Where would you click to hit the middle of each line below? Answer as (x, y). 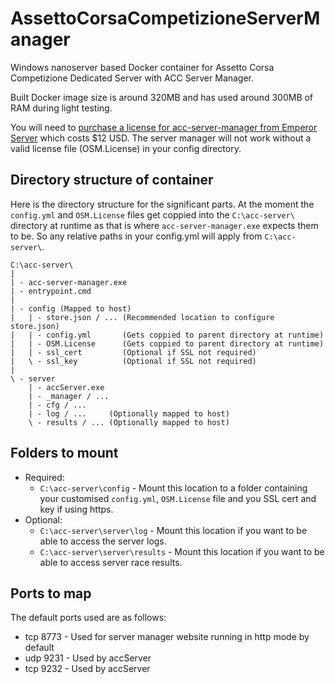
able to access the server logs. (103, 541)
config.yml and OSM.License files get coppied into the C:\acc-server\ (152, 214)
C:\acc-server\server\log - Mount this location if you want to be (173, 530)
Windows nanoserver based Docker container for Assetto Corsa (142, 67)
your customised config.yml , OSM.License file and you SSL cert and (178, 498)
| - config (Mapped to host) (71, 308)
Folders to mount (64, 453)
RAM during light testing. (61, 108)
